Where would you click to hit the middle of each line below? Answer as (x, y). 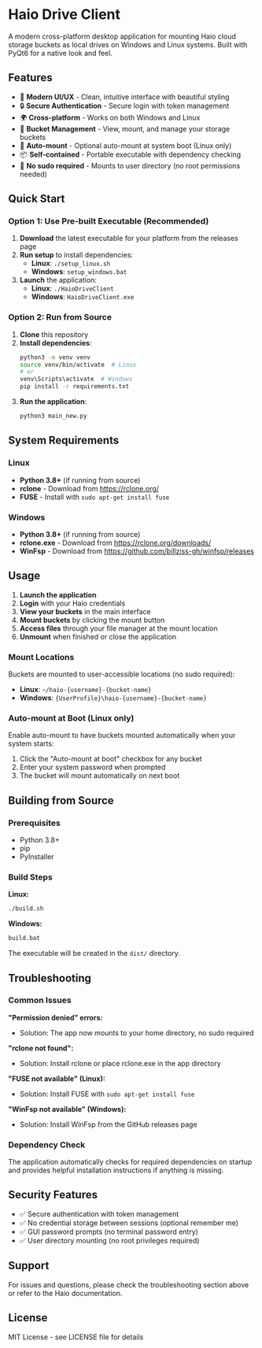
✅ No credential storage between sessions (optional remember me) (129, 1223)
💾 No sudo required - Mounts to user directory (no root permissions (130, 165)
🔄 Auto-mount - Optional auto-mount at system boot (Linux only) (125, 145)
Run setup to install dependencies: (76, 255)
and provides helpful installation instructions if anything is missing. (116, 1170)
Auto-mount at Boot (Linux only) (71, 718)
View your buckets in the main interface (85, 611)
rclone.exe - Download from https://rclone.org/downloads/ (115, 543)
